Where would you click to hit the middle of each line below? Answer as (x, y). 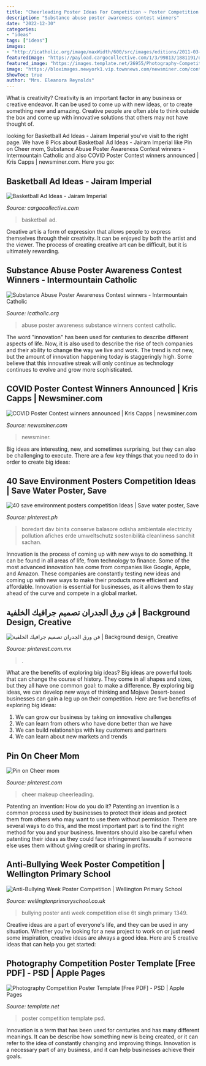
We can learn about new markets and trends (71, 737)
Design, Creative (39, 622)
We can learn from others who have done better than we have (93, 724)
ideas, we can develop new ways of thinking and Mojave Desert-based (96, 692)
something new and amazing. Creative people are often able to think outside (103, 111)
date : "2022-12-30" (31, 23)
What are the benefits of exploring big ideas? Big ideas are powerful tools (99, 673)
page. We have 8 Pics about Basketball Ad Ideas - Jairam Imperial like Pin (99, 142)
